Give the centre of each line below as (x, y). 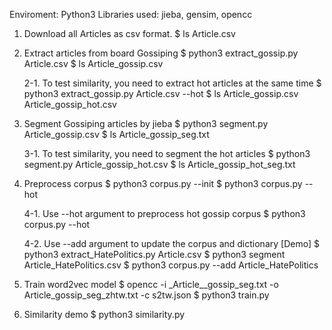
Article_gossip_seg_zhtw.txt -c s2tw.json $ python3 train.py (146, 295)
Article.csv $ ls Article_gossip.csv (93, 63)
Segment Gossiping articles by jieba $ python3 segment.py (146, 123)
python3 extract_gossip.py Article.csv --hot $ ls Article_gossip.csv (161, 93)
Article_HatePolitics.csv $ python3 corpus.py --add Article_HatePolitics (171, 265)
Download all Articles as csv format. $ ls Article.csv (129, 33)
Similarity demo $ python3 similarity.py (104, 314)
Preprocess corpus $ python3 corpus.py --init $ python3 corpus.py (163, 183)
